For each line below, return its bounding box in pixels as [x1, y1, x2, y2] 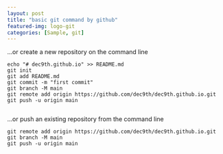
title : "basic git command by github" [7, 16, 118, 23]
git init [7, 67, 32, 74]
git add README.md [7, 73, 60, 80]
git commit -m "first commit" [7, 79, 94, 86]
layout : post [7, 10, 45, 17]
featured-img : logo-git [7, 23, 75, 29]
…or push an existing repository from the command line [7, 115, 164, 123]
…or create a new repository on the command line [7, 48, 149, 56]
